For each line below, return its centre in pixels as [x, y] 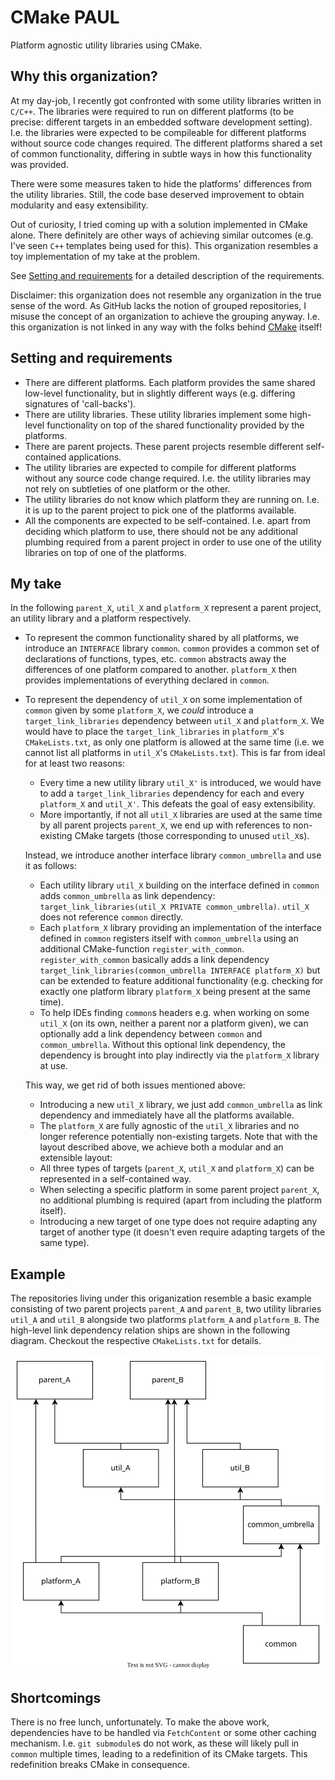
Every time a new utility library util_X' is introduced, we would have [180, 783]
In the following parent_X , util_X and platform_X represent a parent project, [166, 608]
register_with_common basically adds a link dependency [154, 960]
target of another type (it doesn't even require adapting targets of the [182, 1232]
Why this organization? [84, 76]
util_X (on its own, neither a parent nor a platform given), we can [174, 1023]
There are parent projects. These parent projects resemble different [164, 446]
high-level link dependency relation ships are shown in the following [150, 1330]
